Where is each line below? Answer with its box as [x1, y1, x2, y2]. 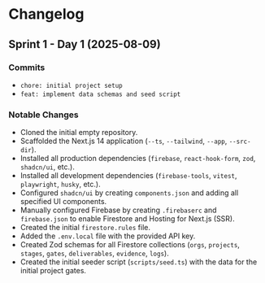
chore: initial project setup [20, 81, 124, 89]
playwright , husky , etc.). [20, 180, 101, 189]
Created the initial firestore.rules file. [20, 223, 151, 233]
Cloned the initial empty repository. [20, 128, 138, 137]
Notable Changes [8, 109, 79, 120]
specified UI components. [20, 197, 107, 207]
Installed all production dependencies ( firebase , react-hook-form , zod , [20, 154, 256, 163]
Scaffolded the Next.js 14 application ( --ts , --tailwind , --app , [20, 136, 228, 146]
